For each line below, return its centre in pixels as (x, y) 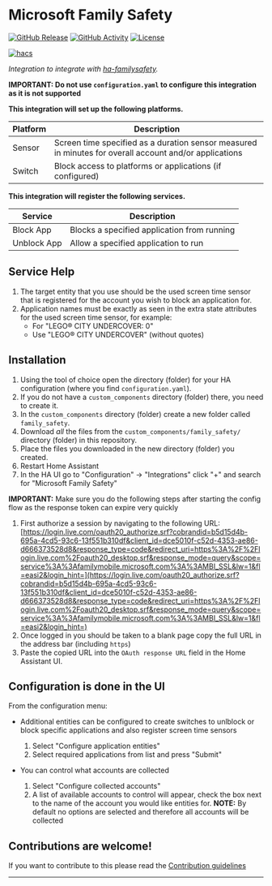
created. (34, 457)
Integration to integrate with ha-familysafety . (83, 69)
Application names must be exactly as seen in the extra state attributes (138, 308)
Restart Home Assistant (59, 466)
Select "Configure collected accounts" (96, 786)
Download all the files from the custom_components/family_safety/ (130, 431)
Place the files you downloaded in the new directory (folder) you (127, 449)
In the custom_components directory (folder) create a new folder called (135, 414)
